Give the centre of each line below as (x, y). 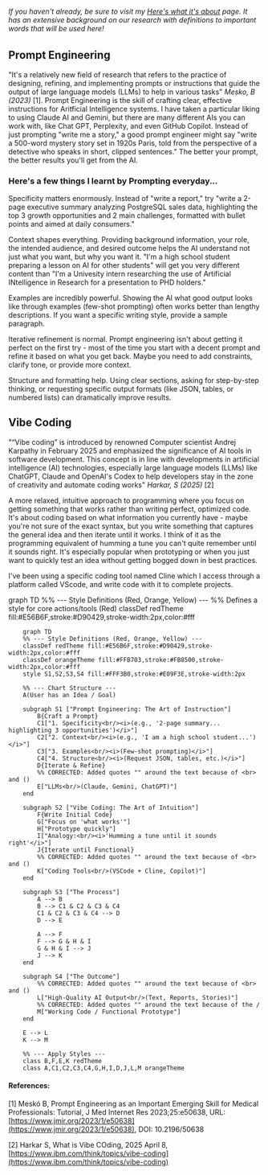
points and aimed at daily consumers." (71, 224)
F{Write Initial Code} (75, 815)
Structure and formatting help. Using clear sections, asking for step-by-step (134, 380)
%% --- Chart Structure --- (69, 688)
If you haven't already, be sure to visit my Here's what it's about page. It (128, 11)
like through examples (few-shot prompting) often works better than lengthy (134, 306)
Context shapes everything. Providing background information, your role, (129, 239)
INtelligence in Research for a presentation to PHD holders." (107, 282)
